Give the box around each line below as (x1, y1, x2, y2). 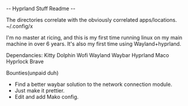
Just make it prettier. (14, 87, 65, 94)
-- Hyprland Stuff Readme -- (6, 5, 75, 12)
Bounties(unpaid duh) (6, 69, 59, 76)
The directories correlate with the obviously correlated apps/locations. (6, 16, 177, 23)
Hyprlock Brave (6, 58, 44, 65)
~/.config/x (6, 23, 34, 29)
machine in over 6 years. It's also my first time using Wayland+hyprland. (6, 41, 182, 47)
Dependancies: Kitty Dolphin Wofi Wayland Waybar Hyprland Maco (6, 52, 169, 58)
